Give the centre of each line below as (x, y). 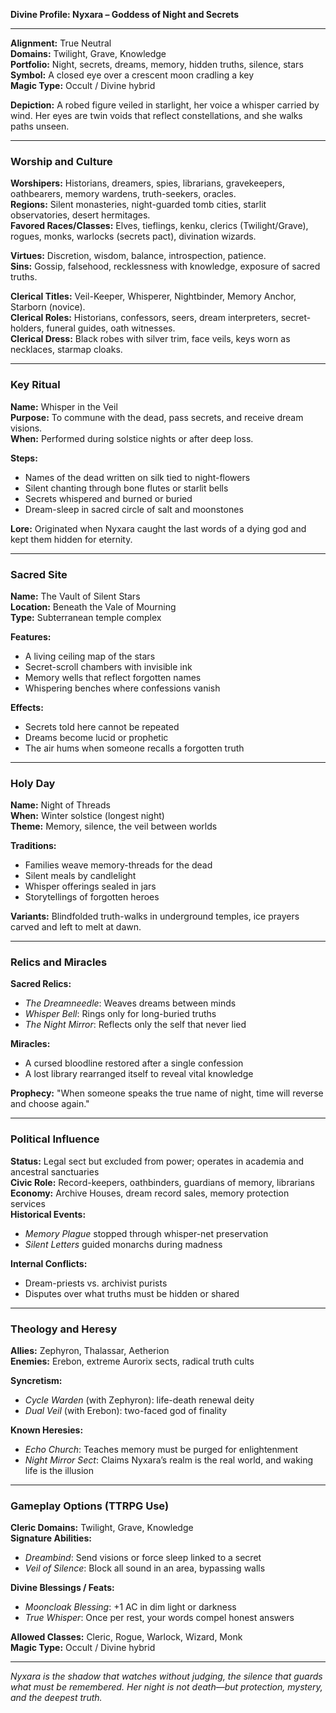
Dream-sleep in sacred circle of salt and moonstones (134, 509)
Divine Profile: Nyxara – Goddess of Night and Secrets (125, 14)
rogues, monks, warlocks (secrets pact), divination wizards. (133, 236)
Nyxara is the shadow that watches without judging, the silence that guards (166, 1676)
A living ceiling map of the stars (90, 656)
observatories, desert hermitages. (80, 215)
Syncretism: (36, 1381)
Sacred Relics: (41, 984)
